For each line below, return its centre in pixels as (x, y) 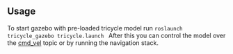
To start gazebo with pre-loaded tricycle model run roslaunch (95, 28)
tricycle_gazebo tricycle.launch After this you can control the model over (116, 35)
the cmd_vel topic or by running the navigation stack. (83, 43)
